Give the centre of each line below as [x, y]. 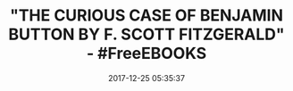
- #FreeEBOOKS [146, 54]
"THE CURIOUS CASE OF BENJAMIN [146, 16]
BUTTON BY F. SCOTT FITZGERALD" [146, 34]
